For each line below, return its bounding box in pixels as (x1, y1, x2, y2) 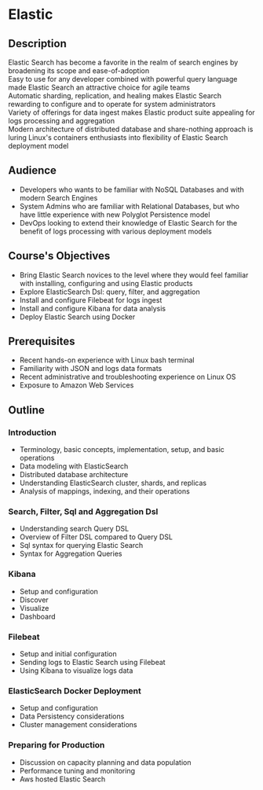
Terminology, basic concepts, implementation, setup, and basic (19, 445, 225, 454)
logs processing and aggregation (8, 116, 115, 125)
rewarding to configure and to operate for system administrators (8, 100, 216, 108)
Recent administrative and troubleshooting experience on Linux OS (19, 372, 236, 382)
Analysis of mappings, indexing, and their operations (19, 487, 190, 496)
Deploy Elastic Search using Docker (19, 312, 136, 322)
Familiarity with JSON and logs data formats (19, 364, 163, 373)
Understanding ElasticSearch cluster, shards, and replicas (19, 478, 206, 488)
